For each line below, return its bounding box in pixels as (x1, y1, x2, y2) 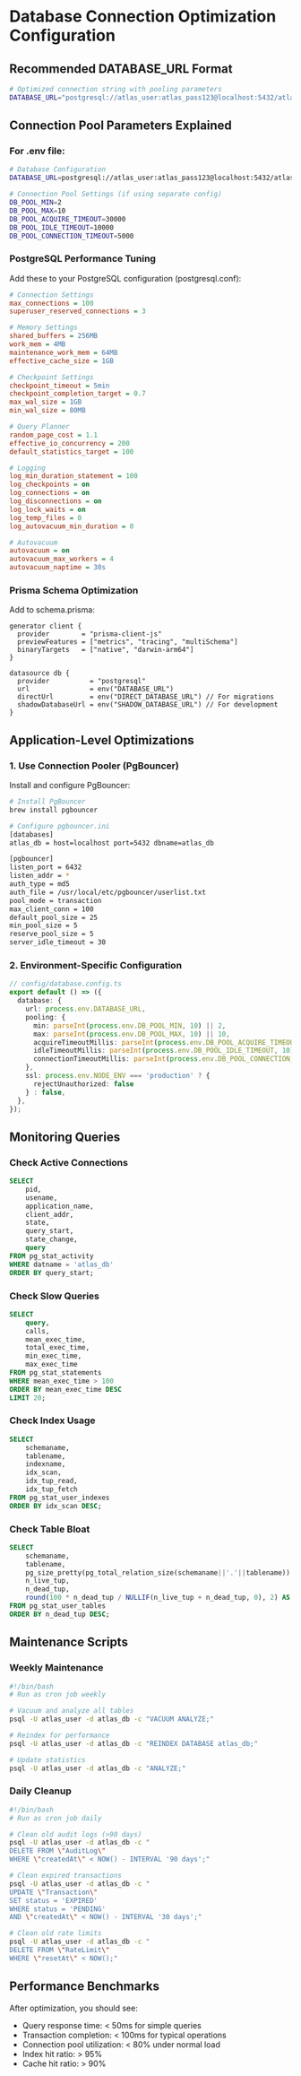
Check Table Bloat (9, 1523, 90, 1535)
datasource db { (9, 669, 70, 678)
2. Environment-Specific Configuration (9, 960, 182, 972)
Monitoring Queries (9, 1129, 121, 1144)
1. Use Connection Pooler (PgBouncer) (9, 760, 179, 772)
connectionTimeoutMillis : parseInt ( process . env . (32, 1055, 219, 1064)
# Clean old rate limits (9, 1929, 102, 1938)
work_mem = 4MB (9, 340, 66, 349)
